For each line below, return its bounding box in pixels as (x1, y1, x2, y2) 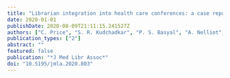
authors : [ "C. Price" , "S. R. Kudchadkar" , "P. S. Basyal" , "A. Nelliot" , (7, 28, 225, 36)
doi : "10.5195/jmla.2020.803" (7, 60, 94, 67)
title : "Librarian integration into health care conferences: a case (7, 9, 210, 17)
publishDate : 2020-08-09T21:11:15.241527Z (7, 22, 130, 29)
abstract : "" (7, 41, 44, 48)
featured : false (7, 48, 53, 55)
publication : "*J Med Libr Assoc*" (7, 54, 109, 61)
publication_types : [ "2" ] (7, 35, 81, 42)
